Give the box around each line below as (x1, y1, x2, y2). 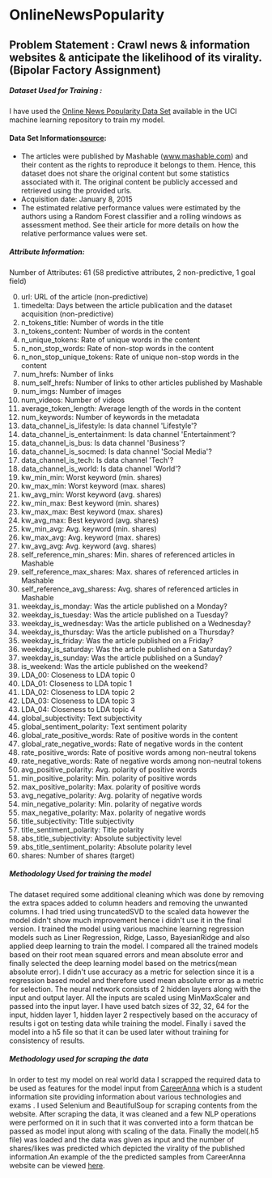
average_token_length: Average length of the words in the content (20, 403, 241, 413)
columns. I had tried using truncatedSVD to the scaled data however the (9, 906, 250, 916)
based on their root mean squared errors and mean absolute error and (9, 949, 244, 960)
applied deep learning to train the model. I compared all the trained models (9, 941, 258, 951)
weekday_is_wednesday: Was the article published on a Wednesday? (20, 618, 252, 628)
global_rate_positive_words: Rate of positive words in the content (20, 730, 238, 739)
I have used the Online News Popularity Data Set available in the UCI (9, 106, 237, 116)
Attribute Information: (9, 247, 85, 256)
